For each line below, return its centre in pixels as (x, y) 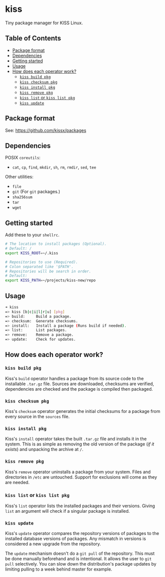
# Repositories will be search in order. (48, 271)
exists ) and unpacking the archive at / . (44, 449)
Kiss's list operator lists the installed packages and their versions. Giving (80, 506)
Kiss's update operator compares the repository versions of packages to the (82, 533)
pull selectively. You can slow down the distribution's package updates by (81, 564)
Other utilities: (19, 177)
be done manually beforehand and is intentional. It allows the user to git (78, 559)
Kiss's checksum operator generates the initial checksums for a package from (83, 411)
